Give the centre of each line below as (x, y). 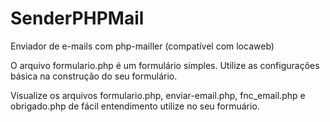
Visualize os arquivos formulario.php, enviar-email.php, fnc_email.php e (158, 95)
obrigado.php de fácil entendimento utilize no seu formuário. (135, 106)
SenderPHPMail (77, 18)
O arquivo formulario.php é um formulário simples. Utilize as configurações (165, 65)
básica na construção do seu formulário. (94, 76)
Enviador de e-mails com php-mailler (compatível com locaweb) (142, 46)
